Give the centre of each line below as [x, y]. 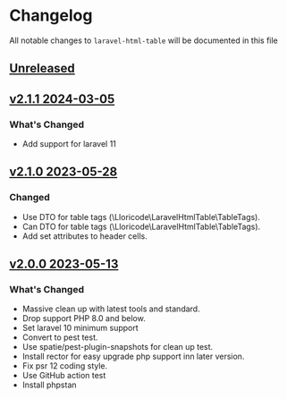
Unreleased [42, 68]
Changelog [51, 16]
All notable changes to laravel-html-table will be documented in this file [144, 40]
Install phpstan [50, 385]
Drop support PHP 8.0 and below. [84, 318]
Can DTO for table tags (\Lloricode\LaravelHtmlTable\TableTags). [141, 226]
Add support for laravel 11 [69, 144]
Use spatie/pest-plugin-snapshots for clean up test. [118, 347]
